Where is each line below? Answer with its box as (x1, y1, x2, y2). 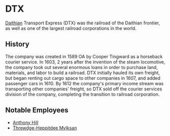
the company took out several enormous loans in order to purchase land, (5, 64, 158, 70)
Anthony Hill (12, 119, 39, 125)
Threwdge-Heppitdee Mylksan (12, 125, 77, 131)
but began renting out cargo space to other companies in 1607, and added (5, 75, 161, 81)
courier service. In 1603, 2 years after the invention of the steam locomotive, (5, 59, 165, 65)
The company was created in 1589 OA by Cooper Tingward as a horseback (5, 53, 163, 59)
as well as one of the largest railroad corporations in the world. (5, 25, 137, 31)
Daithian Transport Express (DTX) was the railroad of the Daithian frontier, (5, 20, 160, 26)
